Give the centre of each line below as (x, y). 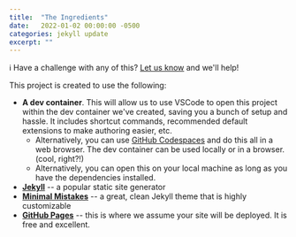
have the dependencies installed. (95, 178)
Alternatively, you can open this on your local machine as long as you (161, 168)
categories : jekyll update (59, 34)
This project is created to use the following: (88, 86)
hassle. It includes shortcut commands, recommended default (135, 121)
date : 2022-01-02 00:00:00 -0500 (75, 26)
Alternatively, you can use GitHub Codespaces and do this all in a (154, 140)
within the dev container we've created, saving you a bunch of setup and (155, 112)
